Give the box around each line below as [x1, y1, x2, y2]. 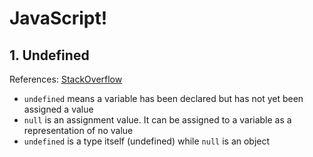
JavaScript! [9, 7, 108, 30]
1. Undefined [9, 47, 90, 64]
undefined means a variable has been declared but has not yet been [23, 93, 304, 104]
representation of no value [23, 125, 134, 136]
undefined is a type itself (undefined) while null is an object [23, 135, 271, 147]
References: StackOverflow [9, 73, 123, 85]
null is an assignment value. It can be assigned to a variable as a [23, 114, 292, 126]
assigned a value [23, 103, 94, 115]
